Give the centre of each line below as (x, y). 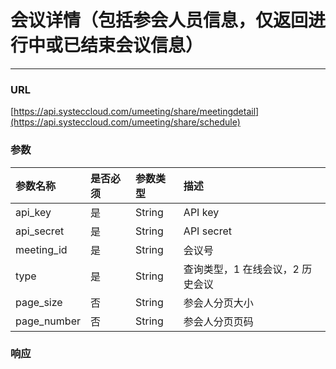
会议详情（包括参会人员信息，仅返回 (159, 20)
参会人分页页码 (218, 321)
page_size (39, 302)
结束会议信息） (142, 45)
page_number (48, 321)
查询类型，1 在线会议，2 (241, 269)
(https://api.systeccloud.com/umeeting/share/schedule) (125, 122)
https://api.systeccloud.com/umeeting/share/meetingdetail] (136, 112)
